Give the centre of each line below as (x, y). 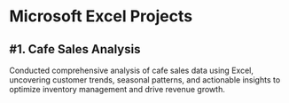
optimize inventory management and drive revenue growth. (117, 89)
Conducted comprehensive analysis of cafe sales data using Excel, (132, 70)
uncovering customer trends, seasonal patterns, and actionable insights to (145, 80)
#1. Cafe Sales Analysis (75, 49)
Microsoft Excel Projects (101, 16)
